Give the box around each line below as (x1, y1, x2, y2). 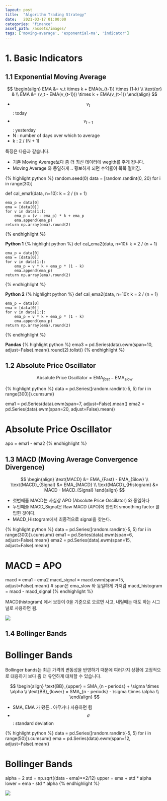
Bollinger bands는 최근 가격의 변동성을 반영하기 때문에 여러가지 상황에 (5, 667, 144, 673)
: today (12, 110, 27, 116)
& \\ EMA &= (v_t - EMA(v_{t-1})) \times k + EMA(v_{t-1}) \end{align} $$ (12, 91, 157, 97)
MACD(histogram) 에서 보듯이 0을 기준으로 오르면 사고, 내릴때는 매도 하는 (5, 598, 151, 605)
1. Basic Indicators (5, 52, 83, 64)
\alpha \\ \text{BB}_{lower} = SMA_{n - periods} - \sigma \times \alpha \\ (10, 689, 159, 695)
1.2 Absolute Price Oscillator (5, 361, 96, 370)
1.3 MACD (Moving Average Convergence (5, 455, 138, 463)
